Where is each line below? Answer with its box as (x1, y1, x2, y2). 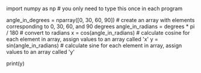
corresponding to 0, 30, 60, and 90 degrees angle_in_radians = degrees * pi (6, 23, 195, 30)
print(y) (6, 60, 25, 67)
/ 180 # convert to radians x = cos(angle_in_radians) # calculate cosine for (6, 29, 190, 36)
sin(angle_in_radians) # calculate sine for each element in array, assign (6, 42, 182, 49)
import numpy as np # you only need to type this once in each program (6, 5, 183, 12)
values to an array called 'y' (6, 48, 75, 55)
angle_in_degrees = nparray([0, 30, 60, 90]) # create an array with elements (6, 17, 195, 23)
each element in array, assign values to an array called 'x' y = (6, 36, 158, 42)
